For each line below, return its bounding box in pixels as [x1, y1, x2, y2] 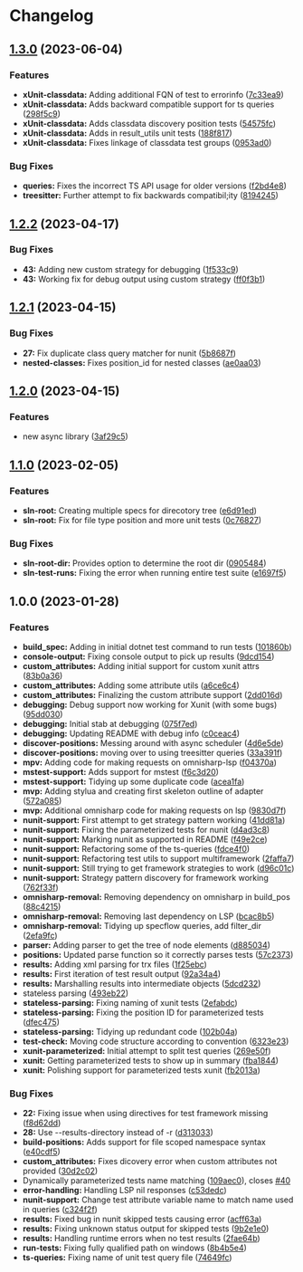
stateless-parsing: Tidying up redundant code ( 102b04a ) [22, 1026, 238, 1037]
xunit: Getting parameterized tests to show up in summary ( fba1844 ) [22, 1055, 279, 1066]
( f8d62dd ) [22, 1117, 62, 1128]
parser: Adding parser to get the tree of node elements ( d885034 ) [22, 939, 271, 951]
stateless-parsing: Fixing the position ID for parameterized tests [22, 1007, 264, 1018]
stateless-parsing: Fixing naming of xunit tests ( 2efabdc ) [22, 997, 238, 1008]
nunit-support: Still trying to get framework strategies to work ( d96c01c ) [22, 862, 295, 874]
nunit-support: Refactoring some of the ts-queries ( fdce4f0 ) [22, 843, 251, 854]
